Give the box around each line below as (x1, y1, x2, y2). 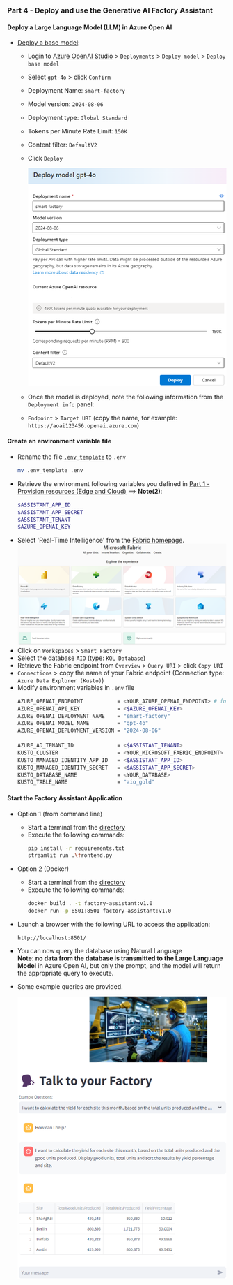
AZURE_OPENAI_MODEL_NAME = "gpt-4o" (17, 720, 149, 727)
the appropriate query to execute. (17, 969, 114, 978)
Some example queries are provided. (17, 983, 123, 991)
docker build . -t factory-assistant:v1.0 (27, 900, 153, 907)
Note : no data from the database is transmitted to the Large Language (17, 954, 223, 962)
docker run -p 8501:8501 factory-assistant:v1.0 (27, 907, 172, 915)
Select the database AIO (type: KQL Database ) (17, 654, 146, 662)
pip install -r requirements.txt (27, 844, 125, 852)
